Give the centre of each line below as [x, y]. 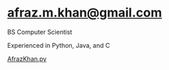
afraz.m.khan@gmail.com [85, 13]
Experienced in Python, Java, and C [59, 45]
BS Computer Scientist [40, 32]
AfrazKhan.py [27, 59]
